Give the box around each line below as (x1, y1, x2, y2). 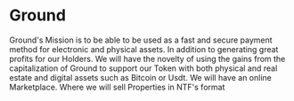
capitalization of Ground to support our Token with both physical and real (9, 63, 278, 74)
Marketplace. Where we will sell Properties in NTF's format (9, 82, 225, 92)
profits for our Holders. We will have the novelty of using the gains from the (9, 53, 286, 64)
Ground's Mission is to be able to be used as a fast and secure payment (9, 35, 274, 45)
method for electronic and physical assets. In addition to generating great (9, 43, 279, 54)
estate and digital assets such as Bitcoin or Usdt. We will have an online (9, 72, 272, 82)
